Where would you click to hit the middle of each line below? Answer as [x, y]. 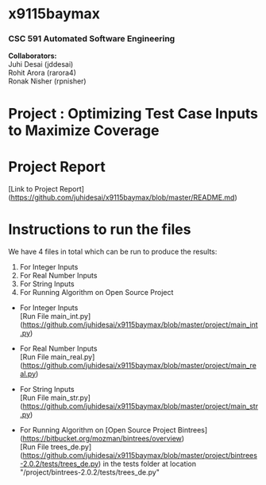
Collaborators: [33, 56]
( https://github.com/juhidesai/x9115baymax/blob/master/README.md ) [123, 197]
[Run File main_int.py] [55, 316]
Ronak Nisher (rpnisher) [47, 81]
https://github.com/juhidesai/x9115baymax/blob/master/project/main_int [140, 324]
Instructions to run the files [100, 229]
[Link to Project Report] [46, 188]
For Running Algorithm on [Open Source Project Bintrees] [114, 429]
